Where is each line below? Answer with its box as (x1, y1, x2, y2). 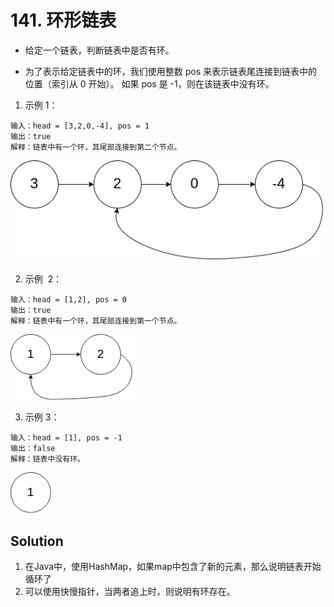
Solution (10, 532, 64, 550)
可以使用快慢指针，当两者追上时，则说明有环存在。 (24, 586, 236, 598)
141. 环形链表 (10, 9, 117, 32)
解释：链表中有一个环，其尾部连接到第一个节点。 (10, 316, 182, 326)
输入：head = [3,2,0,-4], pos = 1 (10, 121, 150, 131)
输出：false (10, 444, 56, 454)
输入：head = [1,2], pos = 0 (10, 295, 128, 305)
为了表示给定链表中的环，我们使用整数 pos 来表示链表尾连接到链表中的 (24, 65, 318, 77)
